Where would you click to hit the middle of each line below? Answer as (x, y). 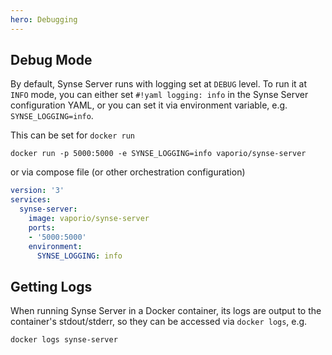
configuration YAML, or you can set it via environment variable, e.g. (149, 105)
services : (31, 200)
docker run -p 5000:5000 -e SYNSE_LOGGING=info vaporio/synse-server (158, 154)
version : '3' (37, 191)
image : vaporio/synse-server (89, 219)
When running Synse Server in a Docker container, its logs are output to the (166, 311)
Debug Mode (51, 60)
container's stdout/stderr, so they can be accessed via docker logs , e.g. (159, 322)
